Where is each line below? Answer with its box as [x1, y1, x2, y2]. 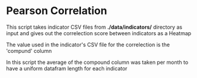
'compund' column [6, 47, 52, 54]
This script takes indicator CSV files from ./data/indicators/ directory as [6, 23, 182, 30]
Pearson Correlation [6, 4, 108, 18]
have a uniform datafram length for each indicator [6, 65, 128, 72]
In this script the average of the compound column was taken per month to [6, 59, 189, 66]
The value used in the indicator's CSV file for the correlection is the [6, 41, 170, 48]
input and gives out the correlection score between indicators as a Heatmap [6, 29, 192, 36]
